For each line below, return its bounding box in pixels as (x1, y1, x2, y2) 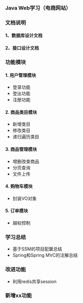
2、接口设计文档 (5, 45, 39, 51)
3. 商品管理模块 (5, 146, 37, 152)
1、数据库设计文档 (5, 33, 43, 39)
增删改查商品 (12, 158, 39, 164)
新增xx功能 (5, 292, 32, 299)
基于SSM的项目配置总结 (12, 246, 62, 252)
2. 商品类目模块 (5, 109, 37, 115)
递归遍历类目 (12, 134, 39, 140)
